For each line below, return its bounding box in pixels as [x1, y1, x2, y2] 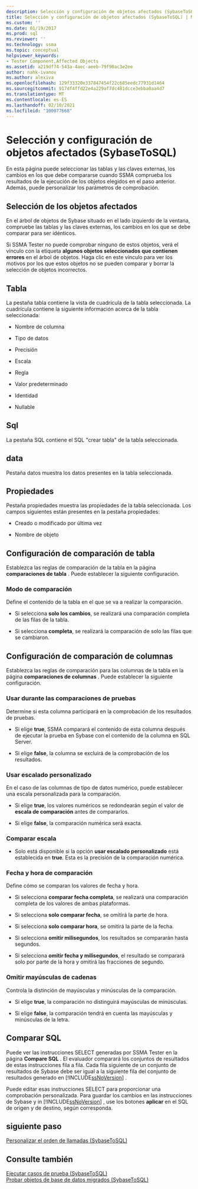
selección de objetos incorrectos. [6, 266, 87, 273]
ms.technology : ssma [6, 42, 57, 48]
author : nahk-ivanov [6, 69, 57, 75]
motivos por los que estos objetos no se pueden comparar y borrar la [6, 260, 175, 267]
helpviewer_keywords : [6, 53, 60, 59]
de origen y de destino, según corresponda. [6, 1104, 113, 1111]
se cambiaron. [14, 634, 50, 641]
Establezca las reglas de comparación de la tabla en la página [6, 564, 156, 571]
